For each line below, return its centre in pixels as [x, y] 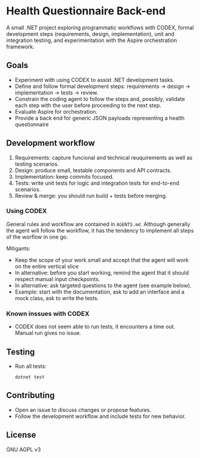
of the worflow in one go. [37, 237]
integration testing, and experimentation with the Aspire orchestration [92, 40]
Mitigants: [19, 248]
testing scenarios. [37, 164]
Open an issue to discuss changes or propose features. [83, 410]
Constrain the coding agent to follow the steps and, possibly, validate [100, 99]
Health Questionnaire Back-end [86, 11]
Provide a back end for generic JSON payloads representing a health [100, 118]
